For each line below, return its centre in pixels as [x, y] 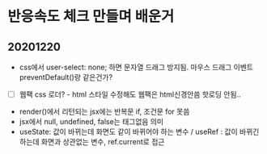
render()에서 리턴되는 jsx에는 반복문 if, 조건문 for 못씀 [104, 112]
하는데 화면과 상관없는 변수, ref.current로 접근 [92, 142]
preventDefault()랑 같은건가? [66, 77]
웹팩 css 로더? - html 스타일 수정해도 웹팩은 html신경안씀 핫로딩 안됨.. [130, 94]
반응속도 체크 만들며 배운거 [91, 17]
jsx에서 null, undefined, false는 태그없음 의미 [91, 122]
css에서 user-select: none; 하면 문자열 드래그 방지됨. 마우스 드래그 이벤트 [136, 67]
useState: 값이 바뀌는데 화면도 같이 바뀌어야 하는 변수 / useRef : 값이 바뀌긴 [139, 132]
